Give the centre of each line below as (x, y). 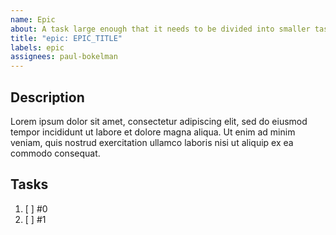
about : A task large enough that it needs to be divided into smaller (160, 29)
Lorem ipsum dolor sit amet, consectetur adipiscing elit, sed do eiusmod (159, 121)
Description (47, 97)
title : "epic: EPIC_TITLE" (66, 38)
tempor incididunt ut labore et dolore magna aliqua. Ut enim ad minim (153, 132)
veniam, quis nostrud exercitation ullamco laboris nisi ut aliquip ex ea (152, 142)
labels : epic (37, 47)
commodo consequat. (55, 153)
